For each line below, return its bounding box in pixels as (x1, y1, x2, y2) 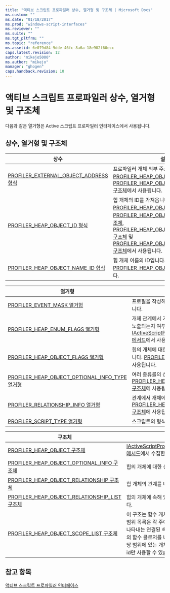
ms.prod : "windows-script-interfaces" (5, 21, 87, 27)
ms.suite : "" (5, 31, 33, 36)
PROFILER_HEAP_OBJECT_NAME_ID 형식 (8, 264, 105, 271)
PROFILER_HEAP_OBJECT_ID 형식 (8, 222, 88, 229)
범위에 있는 (132, 541, 157, 548)
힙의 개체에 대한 (126, 463, 162, 470)
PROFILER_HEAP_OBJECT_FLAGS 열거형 (8, 354, 104, 361)
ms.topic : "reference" (5, 41, 53, 46)
